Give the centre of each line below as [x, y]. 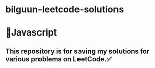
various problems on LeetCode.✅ [59, 59]
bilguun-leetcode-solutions [65, 9]
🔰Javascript [31, 33]
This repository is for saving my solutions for [77, 51]
